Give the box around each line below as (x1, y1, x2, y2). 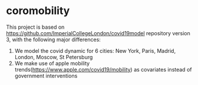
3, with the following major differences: (6, 36, 101, 43)
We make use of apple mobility (14, 60, 90, 67)
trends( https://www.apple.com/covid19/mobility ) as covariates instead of (14, 66, 192, 73)
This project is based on (6, 23, 65, 30)
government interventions (14, 72, 78, 79)
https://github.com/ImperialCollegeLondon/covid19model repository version (6, 29, 190, 36)
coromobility (6, 4, 70, 18)
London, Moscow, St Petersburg (14, 53, 93, 60)
